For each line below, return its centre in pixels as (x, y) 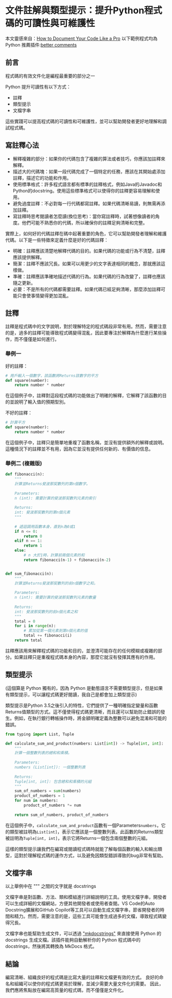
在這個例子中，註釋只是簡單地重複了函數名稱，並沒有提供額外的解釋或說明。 (86, 442)
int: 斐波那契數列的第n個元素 (42, 512)
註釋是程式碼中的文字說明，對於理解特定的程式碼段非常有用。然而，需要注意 (86, 327)
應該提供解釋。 (28, 257)
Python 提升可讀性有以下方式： (38, 86)
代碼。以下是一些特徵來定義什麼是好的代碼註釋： (57, 240)
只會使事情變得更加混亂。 (44, 295)
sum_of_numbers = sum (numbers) (48, 791)
